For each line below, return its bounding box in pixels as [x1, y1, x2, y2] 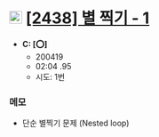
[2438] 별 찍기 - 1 [25, 8, 150, 28]
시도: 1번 [35, 71, 65, 82]
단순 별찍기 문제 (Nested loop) [21, 117, 130, 129]
